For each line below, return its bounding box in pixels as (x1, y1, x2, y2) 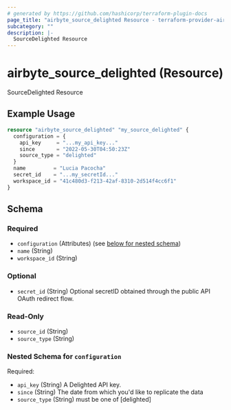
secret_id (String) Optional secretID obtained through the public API (16, 287, 211, 295)
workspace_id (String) (16, 254, 78, 263)
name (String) (16, 247, 53, 255)
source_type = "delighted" (19, 152, 97, 159)
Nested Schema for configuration (7, 351, 122, 361)
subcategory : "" (7, 23, 54, 30)
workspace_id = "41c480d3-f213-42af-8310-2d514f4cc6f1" (13, 177, 177, 185)
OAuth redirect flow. (16, 294, 74, 303)
